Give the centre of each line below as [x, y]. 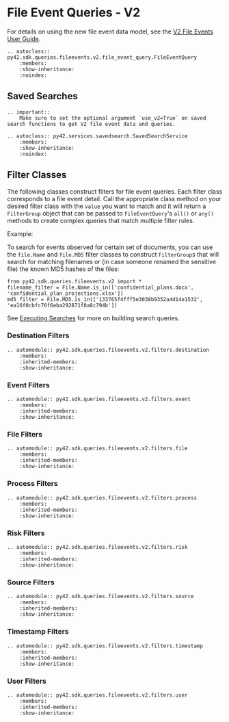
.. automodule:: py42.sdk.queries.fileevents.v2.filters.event [99, 399]
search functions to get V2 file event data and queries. [91, 124]
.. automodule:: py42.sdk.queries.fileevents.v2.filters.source [100, 597]
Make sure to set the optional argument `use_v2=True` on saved [113, 118]
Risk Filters [26, 533]
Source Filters [31, 582]
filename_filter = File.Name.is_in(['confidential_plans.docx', [100, 287]
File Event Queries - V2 [74, 13]
